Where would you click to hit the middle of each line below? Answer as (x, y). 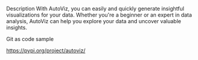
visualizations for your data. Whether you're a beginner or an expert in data (99, 15)
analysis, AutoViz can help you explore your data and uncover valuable (94, 21)
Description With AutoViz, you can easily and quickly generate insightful (95, 9)
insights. (17, 27)
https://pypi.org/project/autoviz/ (46, 50)
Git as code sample (30, 39)
